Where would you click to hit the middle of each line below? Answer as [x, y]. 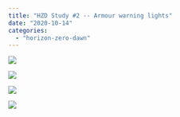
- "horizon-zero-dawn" [53, 38]
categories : [28, 30]
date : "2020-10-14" [41, 23]
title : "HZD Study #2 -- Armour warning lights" [90, 16]
